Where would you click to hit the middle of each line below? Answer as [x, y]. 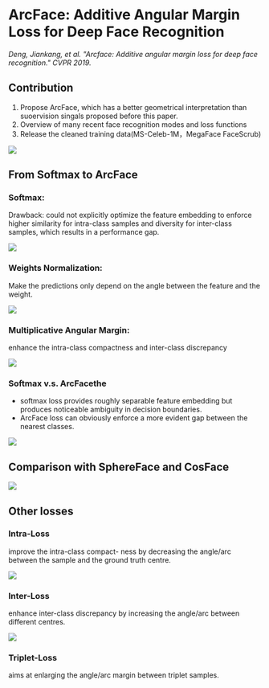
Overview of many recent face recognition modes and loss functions [133, 124]
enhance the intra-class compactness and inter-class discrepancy [118, 348]
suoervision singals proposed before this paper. [99, 116]
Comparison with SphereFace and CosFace [119, 467]
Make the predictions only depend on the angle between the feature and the [134, 285]
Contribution [41, 88]
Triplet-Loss [33, 658]
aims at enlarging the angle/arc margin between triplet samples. [114, 675]
